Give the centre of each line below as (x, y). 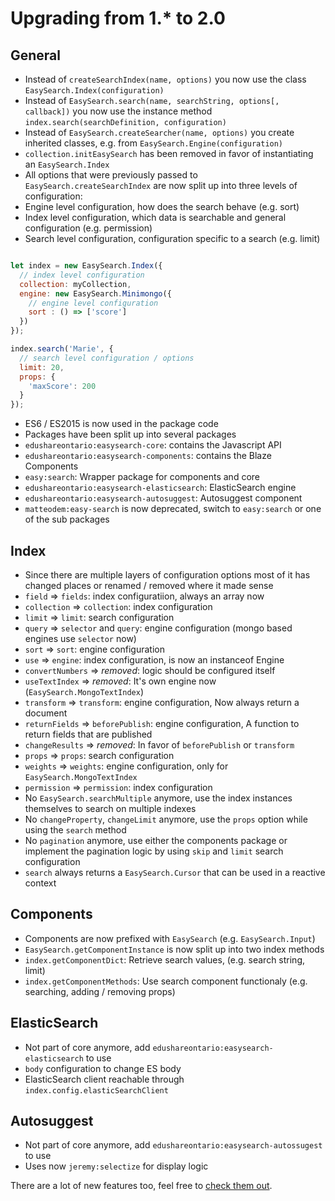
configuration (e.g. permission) (88, 228)
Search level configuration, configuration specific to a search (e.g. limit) (172, 238)
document (46, 713)
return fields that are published (88, 734)
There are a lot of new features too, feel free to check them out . (141, 1186)
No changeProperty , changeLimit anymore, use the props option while (166, 819)
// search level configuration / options (107, 358)
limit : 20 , (42, 367)
